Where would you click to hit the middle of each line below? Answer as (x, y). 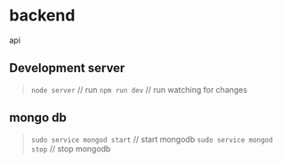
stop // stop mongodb (71, 149)
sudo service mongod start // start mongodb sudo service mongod (152, 139)
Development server (67, 68)
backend (42, 16)
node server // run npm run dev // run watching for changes (139, 89)
